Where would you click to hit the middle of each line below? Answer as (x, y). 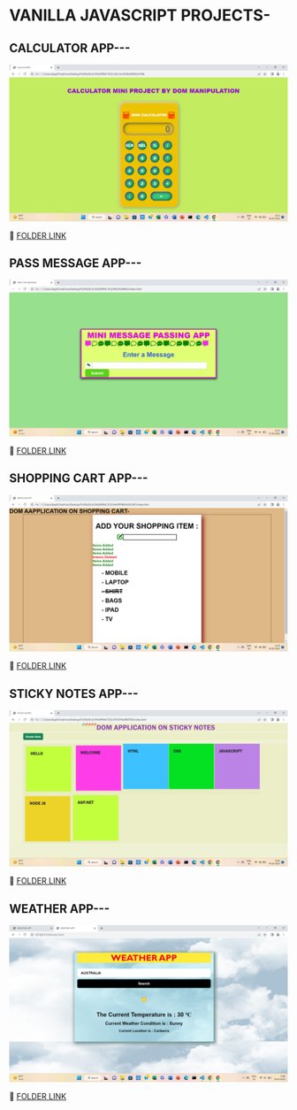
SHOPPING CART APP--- (79, 478)
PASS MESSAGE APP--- (76, 263)
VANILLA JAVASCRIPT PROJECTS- (140, 15)
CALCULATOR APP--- (70, 48)
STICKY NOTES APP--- (74, 694)
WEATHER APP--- (60, 909)
